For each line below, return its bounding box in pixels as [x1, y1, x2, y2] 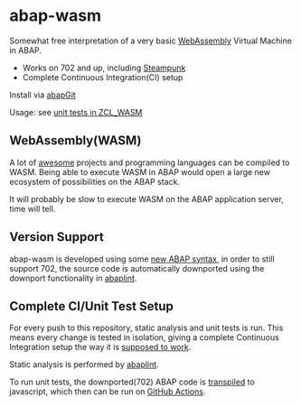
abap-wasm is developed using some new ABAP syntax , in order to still [9, 254, 275, 264]
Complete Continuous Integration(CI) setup [22, 71, 183, 82]
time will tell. [9, 203, 56, 214]
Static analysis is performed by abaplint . [9, 359, 160, 370]
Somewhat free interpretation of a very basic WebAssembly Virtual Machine [9, 35, 292, 46]
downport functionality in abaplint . [9, 272, 137, 283]
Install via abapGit [9, 89, 77, 100]
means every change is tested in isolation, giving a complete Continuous [9, 332, 280, 343]
